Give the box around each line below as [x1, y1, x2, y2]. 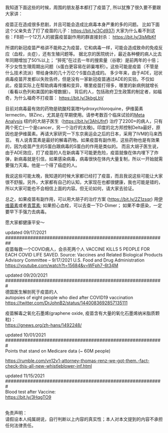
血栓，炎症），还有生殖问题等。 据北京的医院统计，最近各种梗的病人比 [13, 51, 157, 57]
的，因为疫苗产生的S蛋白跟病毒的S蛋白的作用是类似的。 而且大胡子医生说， [5, 143, 161, 149]
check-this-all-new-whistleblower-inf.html [5, 363, 92, 369]
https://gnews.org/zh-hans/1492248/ [5, 322, 82, 328]
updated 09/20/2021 [5, 272, 47, 278]
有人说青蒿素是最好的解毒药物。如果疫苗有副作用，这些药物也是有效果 [14, 137, 160, 143]
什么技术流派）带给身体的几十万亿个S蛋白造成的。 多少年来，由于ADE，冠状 [5, 70, 163, 75]
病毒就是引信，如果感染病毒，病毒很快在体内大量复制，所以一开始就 [18, 156, 158, 162]
